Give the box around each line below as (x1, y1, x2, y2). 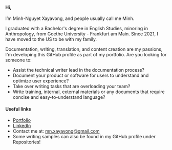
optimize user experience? (12, 78, 69, 84)
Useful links (5, 105, 32, 112)
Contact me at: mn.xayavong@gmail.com (12, 128, 100, 134)
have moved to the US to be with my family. (5, 36, 97, 42)
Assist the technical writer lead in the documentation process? (12, 67, 145, 73)
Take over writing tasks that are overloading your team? (12, 83, 131, 90)
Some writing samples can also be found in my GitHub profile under (12, 134, 156, 140)
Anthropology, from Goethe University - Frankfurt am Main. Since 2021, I (5, 31, 159, 37)
